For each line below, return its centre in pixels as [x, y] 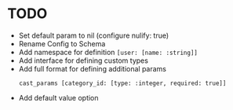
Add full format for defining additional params [92, 68]
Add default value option [58, 97]
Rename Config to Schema [62, 43]
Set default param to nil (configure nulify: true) [94, 35]
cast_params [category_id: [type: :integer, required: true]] [122, 83]
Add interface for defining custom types [83, 60]
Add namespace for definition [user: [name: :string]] [108, 52]
